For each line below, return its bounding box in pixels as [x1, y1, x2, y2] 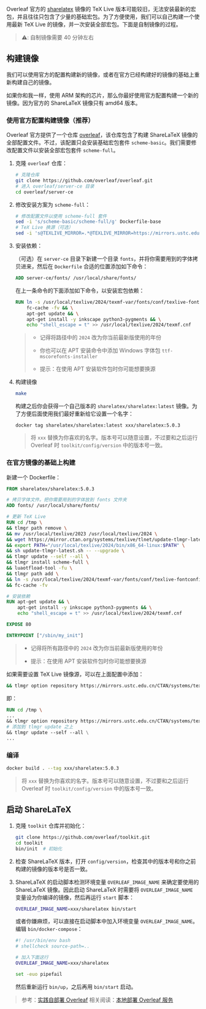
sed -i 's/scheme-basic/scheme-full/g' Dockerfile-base [15, 218, 161, 225]
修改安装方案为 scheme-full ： [15, 201, 91, 208]
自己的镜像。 [22, 79, 55, 86]
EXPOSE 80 [6, 622, 32, 628]
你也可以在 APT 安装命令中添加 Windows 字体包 [39, 347, 161, 354]
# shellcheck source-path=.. [15, 943, 90, 949]
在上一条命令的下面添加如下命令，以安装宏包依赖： [15, 287, 145, 294]
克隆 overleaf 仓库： [15, 160, 67, 167]
